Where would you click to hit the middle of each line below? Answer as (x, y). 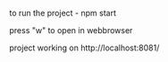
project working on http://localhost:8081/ (84, 48)
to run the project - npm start (63, 13)
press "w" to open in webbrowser (71, 30)
